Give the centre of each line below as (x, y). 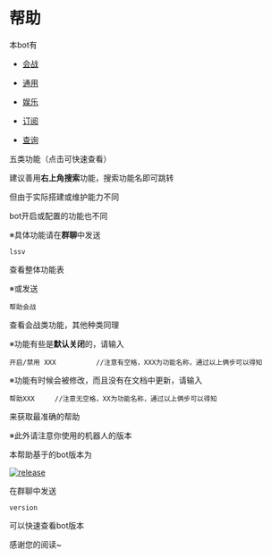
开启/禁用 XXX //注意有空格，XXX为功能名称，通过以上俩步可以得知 (136, 362)
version (24, 507)
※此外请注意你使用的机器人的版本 (71, 435)
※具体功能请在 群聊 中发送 (55, 234)
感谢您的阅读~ (36, 544)
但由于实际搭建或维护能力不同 (64, 197)
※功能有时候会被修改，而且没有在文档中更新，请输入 (106, 380)
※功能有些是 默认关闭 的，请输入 (67, 343)
